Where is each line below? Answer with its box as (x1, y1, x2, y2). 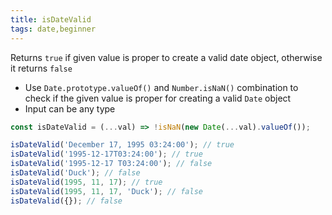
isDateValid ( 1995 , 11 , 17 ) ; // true (10, 177, 163, 187)
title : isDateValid (10, 14, 92, 25)
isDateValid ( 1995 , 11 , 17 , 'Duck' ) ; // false (10, 186, 203, 196)
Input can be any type (24, 102, 116, 115)
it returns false (10, 62, 73, 74)
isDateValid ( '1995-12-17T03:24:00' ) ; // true (10, 149, 203, 160)
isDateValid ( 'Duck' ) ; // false (10, 168, 141, 178)
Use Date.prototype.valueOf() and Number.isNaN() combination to (24, 81, 299, 93)
